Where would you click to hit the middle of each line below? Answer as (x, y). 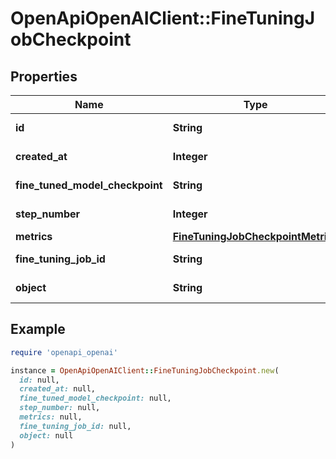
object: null (46, 435)
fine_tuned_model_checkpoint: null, (95, 398)
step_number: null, (60, 408)
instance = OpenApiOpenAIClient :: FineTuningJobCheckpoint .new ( (145, 370)
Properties (44, 76)
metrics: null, (51, 417)
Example (38, 329)
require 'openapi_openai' (64, 352)
